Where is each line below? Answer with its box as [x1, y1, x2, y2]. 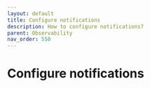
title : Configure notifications [7, 17, 100, 24]
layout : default [7, 10, 54, 17]
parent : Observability [7, 29, 73, 37]
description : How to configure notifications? [7, 23, 144, 30]
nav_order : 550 [7, 36, 51, 43]
